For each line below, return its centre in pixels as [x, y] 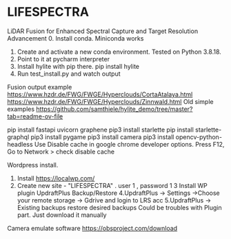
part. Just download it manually [62, 215]
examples [21, 109]
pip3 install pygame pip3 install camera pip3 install [102, 137]
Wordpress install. [33, 165]
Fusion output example [40, 87]
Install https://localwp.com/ [56, 178]
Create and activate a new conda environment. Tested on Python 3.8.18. [119, 52]
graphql [18, 137]
